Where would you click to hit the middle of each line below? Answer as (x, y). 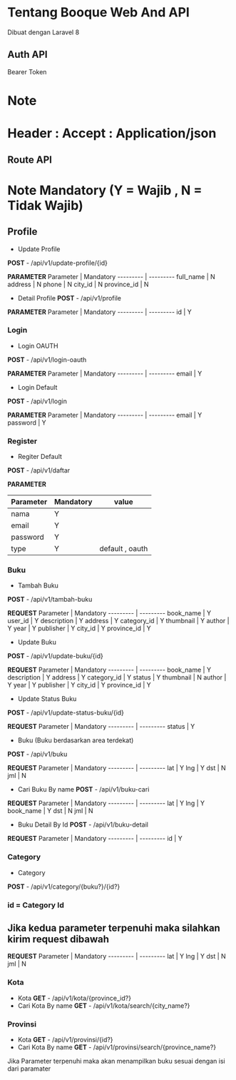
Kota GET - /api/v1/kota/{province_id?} (75, 998)
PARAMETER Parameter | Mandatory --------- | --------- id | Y (100, 312)
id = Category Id (36, 905)
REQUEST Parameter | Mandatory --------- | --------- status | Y (101, 727)
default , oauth (124, 549)
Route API (30, 160)
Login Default (37, 387)
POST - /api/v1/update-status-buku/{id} (66, 713)
